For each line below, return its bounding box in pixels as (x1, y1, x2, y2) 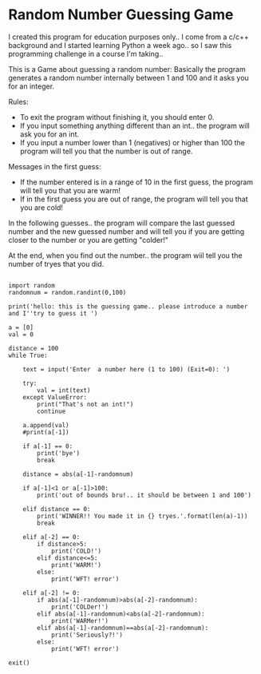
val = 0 (8, 330, 34, 339)
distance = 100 (8, 344, 59, 352)
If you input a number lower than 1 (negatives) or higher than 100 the (19, 137, 246, 147)
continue (37, 407, 66, 415)
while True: (8, 351, 48, 359)
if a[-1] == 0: (22, 442, 73, 450)
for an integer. (8, 81, 54, 91)
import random (8, 281, 56, 289)
